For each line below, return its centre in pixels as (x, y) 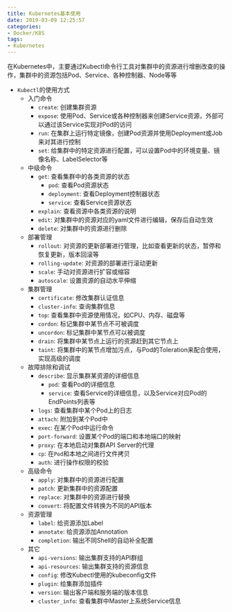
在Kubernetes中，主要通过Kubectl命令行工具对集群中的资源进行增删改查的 (113, 66)
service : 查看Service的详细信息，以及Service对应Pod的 (128, 393)
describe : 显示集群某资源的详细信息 (89, 376)
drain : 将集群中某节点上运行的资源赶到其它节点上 (108, 341)
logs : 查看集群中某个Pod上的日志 (85, 410)
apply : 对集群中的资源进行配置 (81, 480)
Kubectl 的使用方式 (43, 90)
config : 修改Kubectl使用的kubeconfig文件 (97, 575)
